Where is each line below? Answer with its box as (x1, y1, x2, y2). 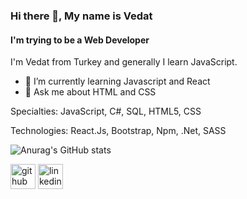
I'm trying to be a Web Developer (10, 34, 150, 46)
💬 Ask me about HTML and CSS (24, 86, 157, 98)
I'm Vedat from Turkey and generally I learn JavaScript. (10, 56, 238, 68)
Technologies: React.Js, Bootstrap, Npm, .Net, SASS (10, 125, 227, 137)
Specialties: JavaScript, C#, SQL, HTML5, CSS (10, 105, 202, 118)
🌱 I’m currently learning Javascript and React (24, 75, 211, 88)
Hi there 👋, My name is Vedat (10, 9, 153, 23)
